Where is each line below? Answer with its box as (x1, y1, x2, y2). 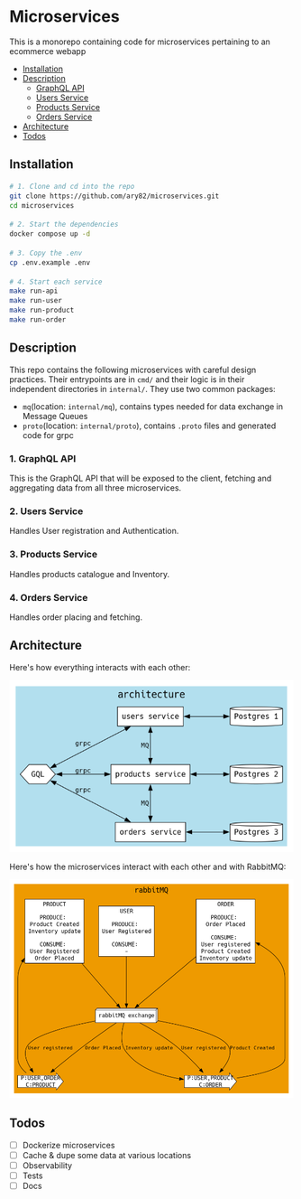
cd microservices (9, 201, 75, 210)
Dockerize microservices (22, 1139, 115, 1150)
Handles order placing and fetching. (9, 612, 142, 623)
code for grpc (22, 429, 74, 440)
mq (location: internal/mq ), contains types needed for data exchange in (22, 400, 284, 412)
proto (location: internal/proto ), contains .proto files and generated (22, 420, 277, 431)
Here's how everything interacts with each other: (9, 661, 191, 672)
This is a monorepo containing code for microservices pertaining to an (9, 36, 270, 47)
